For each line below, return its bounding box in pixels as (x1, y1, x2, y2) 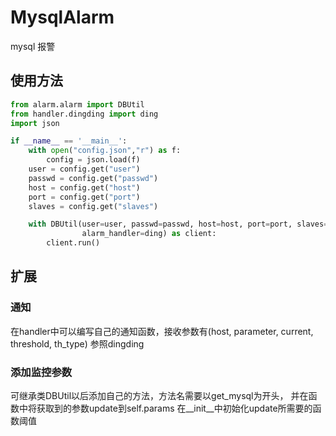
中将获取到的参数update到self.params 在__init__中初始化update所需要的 (18, 402, 313, 414)
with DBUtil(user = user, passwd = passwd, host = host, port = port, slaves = (28, 219, 329, 230)
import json (10, 118, 60, 128)
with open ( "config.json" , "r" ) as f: (28, 146, 182, 156)
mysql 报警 (10, 40, 56, 52)
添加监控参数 (10, 365, 73, 379)
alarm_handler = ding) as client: (81, 229, 217, 239)
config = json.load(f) (46, 155, 141, 165)
